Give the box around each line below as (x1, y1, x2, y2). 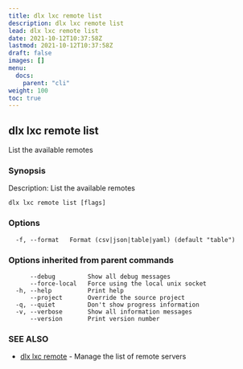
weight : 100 (8, 86, 48, 95)
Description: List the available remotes (8, 183, 135, 193)
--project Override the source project (29, 293, 185, 301)
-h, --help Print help (15, 286, 125, 294)
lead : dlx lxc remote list (8, 27, 99, 35)
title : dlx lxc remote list (8, 11, 103, 20)
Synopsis (8, 165, 46, 176)
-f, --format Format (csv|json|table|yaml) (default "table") (15, 236, 236, 244)
